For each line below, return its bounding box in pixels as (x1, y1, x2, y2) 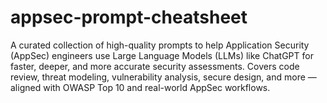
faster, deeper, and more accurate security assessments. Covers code (10, 60, 300, 72)
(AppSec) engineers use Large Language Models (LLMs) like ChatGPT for (10, 49, 314, 61)
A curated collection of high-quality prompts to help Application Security (10, 39, 310, 51)
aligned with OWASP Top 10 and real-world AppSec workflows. (10, 81, 271, 93)
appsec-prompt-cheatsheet (10, 6, 248, 29)
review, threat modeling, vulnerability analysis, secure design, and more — (10, 71, 317, 83)
